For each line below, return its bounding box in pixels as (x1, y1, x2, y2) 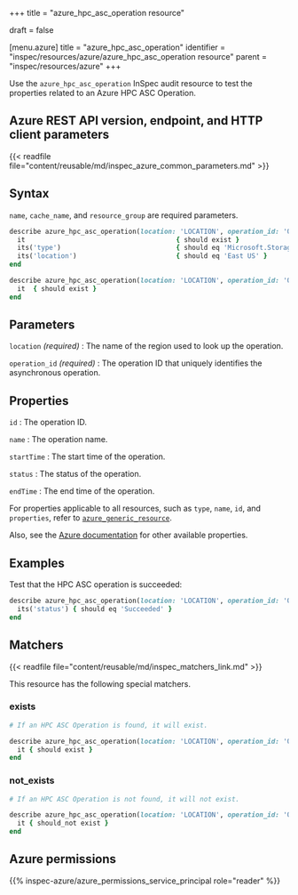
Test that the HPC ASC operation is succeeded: (9, 579, 183, 590)
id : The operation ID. (9, 417, 87, 428)
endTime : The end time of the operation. (9, 486, 155, 496)
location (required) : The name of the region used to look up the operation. (9, 341, 284, 351)
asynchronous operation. (9, 367, 101, 378)
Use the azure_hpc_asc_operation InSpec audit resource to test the (9, 78, 253, 88)
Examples (9, 555, 65, 570)
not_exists (9, 774, 55, 786)
